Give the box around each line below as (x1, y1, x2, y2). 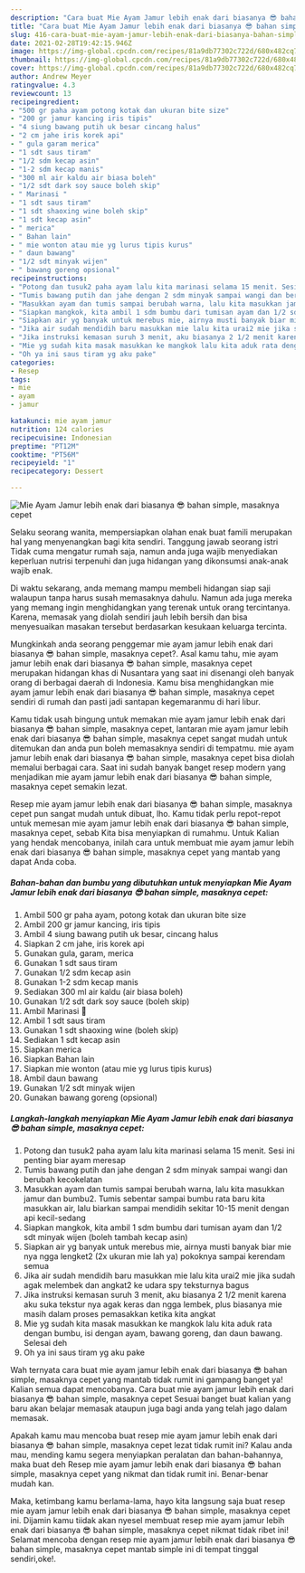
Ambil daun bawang (23, 1073, 99, 1084)
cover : (10, 64, 35, 73)
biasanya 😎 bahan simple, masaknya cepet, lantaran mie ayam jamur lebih (10, 724, 289, 734)
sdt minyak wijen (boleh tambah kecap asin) (23, 1231, 188, 1242)
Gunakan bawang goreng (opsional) (23, 1092, 157, 1103)
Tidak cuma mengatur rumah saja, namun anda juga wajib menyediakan (10, 546, 279, 556)
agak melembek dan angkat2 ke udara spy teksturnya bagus (23, 1279, 250, 1290)
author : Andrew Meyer (10, 72, 92, 81)
